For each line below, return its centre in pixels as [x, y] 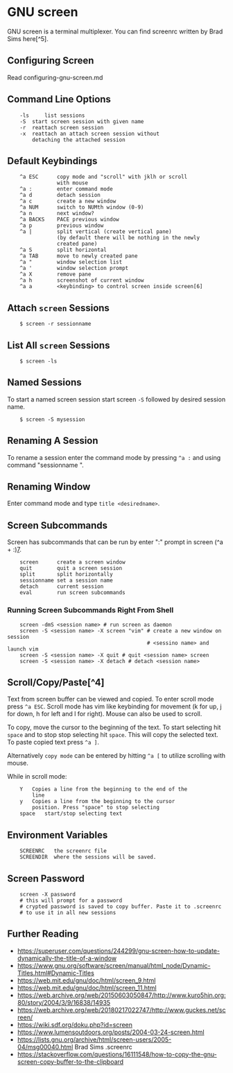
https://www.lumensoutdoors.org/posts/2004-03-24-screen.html [111, 1032]
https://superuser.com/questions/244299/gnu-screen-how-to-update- [119, 951]
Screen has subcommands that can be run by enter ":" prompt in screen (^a [115, 542]
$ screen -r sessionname [55, 324]
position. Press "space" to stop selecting [96, 808]
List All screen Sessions [59, 345]
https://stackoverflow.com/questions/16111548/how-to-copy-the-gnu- [117, 1054]
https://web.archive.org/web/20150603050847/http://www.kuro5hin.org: [121, 995]
